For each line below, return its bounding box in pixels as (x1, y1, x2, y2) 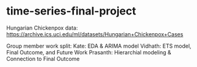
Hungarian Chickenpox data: (6, 24, 78, 31)
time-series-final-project (6, 4, 136, 18)
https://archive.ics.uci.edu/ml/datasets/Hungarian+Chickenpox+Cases (6, 30, 184, 37)
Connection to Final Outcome (6, 55, 81, 62)
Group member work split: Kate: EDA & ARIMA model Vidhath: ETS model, (6, 42, 192, 49)
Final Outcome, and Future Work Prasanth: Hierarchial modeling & (6, 48, 172, 56)
